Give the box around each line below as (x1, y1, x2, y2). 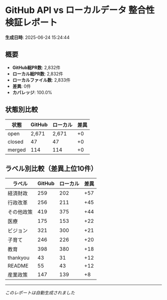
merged (7, 146, 26, 153)
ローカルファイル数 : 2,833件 (12, 77, 71, 83)
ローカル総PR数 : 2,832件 (12, 71, 64, 77)
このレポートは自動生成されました (5, 290, 75, 296)
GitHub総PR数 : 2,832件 (12, 64, 61, 70)
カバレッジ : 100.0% (12, 89, 53, 95)
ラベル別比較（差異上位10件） (5, 164, 98, 173)
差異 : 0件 (12, 83, 31, 89)
